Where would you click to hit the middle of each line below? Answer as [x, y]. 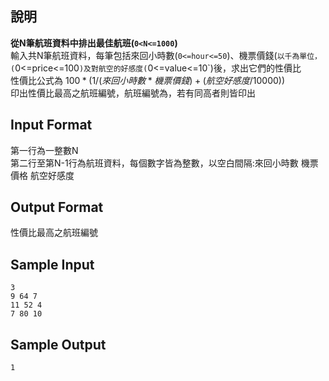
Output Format [57, 207]
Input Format [51, 125]
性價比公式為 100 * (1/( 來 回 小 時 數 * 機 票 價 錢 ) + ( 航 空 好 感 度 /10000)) [148, 80]
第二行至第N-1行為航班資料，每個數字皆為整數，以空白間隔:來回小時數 [154, 163]
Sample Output [58, 344]
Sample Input [52, 264]
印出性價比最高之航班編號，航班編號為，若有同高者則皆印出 [133, 93]
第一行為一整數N [44, 150]
